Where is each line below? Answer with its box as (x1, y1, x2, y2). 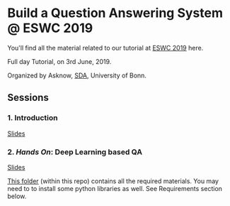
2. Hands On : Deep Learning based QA (7, 147, 143, 157)
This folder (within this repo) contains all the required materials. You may (7, 176, 219, 185)
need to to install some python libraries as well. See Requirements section (7, 184, 223, 193)
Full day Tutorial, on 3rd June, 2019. (7, 57, 112, 65)
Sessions (7, 92, 50, 104)
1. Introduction (7, 113, 58, 123)
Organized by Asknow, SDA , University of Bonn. (7, 71, 147, 80)
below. (7, 192, 27, 200)
